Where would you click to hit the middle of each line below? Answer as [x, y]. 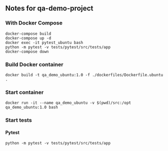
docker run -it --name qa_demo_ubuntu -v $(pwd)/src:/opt [68, 103]
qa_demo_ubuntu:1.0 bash [32, 107]
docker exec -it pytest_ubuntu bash [44, 42]
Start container [25, 92]
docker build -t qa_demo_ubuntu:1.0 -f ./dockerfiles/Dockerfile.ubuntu [84, 75]
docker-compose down [27, 51]
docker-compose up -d [28, 38]
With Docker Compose [34, 23]
